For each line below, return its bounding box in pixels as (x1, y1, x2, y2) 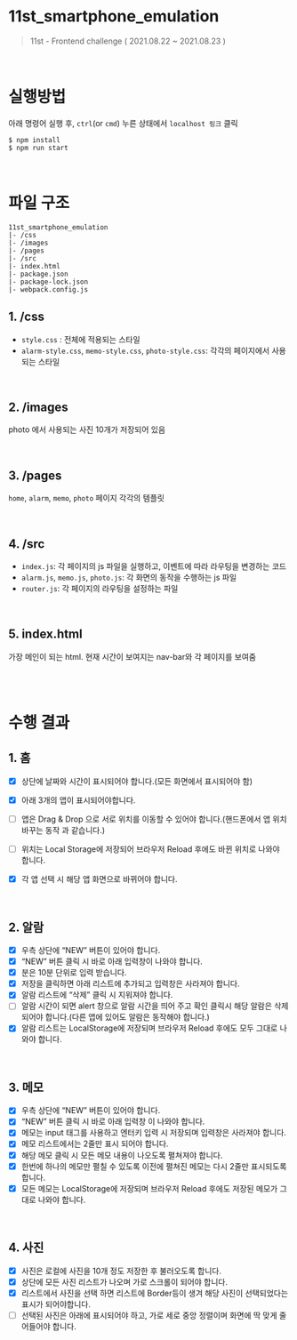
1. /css (8, 309, 45, 325)
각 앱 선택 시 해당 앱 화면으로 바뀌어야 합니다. (20, 874, 179, 885)
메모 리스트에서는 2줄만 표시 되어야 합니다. (20, 1138, 169, 1149)
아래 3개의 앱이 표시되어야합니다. (20, 794, 136, 806)
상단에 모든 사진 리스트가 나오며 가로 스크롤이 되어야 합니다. (20, 1276, 229, 1287)
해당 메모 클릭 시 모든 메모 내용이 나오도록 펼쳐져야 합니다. (20, 1150, 223, 1160)
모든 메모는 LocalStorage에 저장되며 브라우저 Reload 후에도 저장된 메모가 (20, 1183, 278, 1193)
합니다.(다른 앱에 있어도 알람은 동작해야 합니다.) (44, 1012, 210, 1023)
